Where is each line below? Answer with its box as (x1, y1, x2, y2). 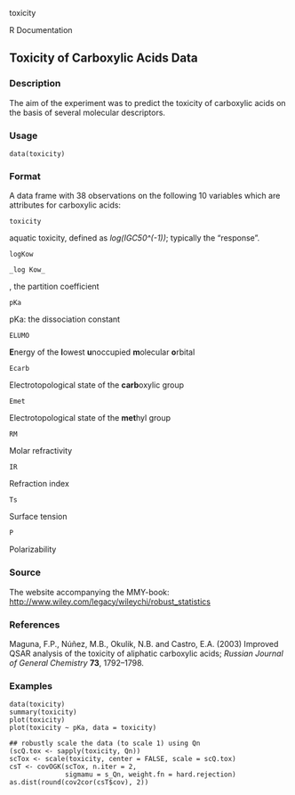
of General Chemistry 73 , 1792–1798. (9, 657, 145, 668)
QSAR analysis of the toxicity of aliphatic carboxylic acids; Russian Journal (9, 648, 284, 659)
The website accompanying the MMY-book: (9, 586, 171, 597)
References (9, 619, 60, 631)
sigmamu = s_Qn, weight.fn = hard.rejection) (65, 770, 237, 779)
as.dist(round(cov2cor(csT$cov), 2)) (9, 778, 149, 787)
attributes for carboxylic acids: (9, 200, 122, 210)
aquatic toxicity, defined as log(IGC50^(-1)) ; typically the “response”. (9, 233, 260, 243)
